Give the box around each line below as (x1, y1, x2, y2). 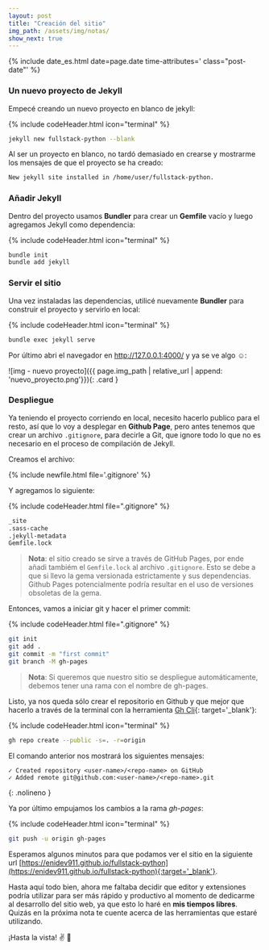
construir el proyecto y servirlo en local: (8, 304, 141, 314)
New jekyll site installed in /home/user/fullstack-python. (8, 174, 215, 182)
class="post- (202, 56, 246, 66)
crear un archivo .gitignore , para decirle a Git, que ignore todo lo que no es (8, 429, 262, 440)
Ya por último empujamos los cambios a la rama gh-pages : (8, 803, 204, 813)
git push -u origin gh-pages (8, 835, 106, 843)
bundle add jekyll (8, 258, 70, 266)
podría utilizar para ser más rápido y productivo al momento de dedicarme (8, 890, 255, 900)
